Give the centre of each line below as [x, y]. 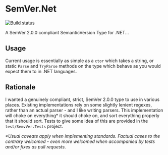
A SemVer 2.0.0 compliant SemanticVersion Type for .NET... [67, 32]
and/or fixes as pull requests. [36, 146]
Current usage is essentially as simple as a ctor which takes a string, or [79, 61]
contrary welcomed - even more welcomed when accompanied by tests [80, 141]
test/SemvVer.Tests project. [34, 126]
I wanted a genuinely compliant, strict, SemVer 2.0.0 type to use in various [82, 99]
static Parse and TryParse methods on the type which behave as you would [83, 66]
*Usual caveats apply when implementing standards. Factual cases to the [83, 136]
